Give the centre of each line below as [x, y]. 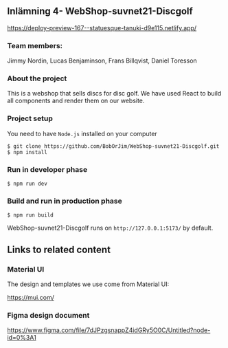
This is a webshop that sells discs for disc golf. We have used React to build [114, 94]
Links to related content [59, 249]
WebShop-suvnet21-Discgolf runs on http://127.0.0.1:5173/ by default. [110, 228]
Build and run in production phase [65, 201]
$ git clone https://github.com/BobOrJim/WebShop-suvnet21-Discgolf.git [113, 146]
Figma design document [48, 315]
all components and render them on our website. [76, 101]
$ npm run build [30, 215]
